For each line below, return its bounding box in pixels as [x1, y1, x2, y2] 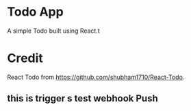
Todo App [7, 4, 64, 20]
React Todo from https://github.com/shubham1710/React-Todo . [7, 73, 185, 81]
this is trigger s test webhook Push [7, 93, 159, 104]
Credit [7, 50, 43, 66]
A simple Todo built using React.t [7, 27, 101, 35]
